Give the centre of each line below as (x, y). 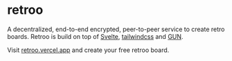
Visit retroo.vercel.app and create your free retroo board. (88, 50)
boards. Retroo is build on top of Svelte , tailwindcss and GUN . (95, 36)
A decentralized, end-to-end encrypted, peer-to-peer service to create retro (116, 29)
